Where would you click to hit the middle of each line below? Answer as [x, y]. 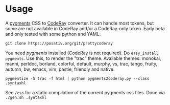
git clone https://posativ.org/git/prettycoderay [59, 43]
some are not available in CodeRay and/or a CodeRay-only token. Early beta [85, 28]
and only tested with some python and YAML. [53, 34]
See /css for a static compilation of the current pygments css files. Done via [85, 92]
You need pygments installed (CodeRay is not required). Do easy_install [82, 53]
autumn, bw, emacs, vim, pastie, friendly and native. [60, 69]
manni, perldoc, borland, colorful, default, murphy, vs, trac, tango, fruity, [81, 64]
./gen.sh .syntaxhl [26, 97]
